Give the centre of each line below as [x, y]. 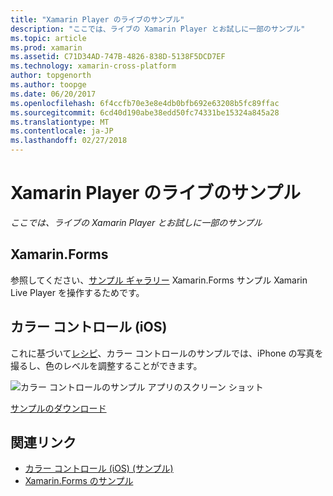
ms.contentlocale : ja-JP [62, 131]
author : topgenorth [51, 76]
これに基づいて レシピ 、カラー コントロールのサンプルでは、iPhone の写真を [167, 353]
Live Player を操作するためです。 [77, 292]
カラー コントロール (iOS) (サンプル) [99, 468]
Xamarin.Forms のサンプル [79, 481]
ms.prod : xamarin [46, 47]
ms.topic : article [48, 38]
